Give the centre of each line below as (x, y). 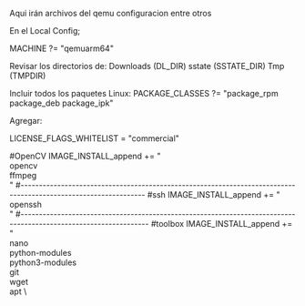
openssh (26, 204)
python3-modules (43, 262)
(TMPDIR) (28, 76)
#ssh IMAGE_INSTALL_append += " (213, 194)
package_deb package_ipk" (61, 103)
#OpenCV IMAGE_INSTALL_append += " (85, 156)
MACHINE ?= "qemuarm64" (61, 48)
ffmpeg (23, 175)
